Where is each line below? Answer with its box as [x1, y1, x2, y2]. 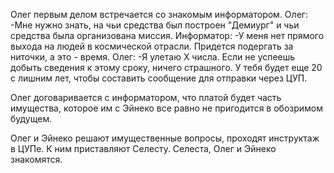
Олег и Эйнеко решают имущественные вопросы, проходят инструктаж [10, 132, 320, 144]
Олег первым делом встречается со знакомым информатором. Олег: [10, 9, 308, 20]
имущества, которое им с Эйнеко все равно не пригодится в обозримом [10, 102, 323, 114]
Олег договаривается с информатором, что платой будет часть [10, 92, 282, 103]
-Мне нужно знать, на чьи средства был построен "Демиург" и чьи [10, 19, 300, 31]
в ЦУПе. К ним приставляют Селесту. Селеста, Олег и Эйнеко [10, 143, 277, 154]
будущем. [10, 113, 53, 124]
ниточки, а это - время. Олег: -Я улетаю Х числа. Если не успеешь [10, 51, 296, 63]
